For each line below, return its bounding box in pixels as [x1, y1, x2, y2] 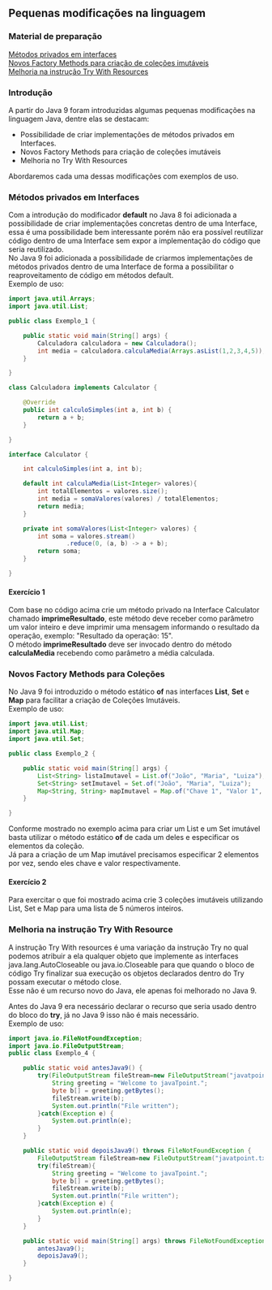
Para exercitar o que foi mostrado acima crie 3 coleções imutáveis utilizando [8, 895, 263, 905]
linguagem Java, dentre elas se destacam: [8, 114, 150, 123]
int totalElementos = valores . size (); [37, 487, 168, 496]
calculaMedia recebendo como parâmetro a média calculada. [8, 648, 215, 658]
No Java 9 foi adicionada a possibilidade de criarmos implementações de [8, 253, 253, 263]
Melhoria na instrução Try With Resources [8, 67, 149, 76]
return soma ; [37, 548, 82, 556]
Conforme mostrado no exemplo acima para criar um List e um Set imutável [8, 824, 261, 833]
